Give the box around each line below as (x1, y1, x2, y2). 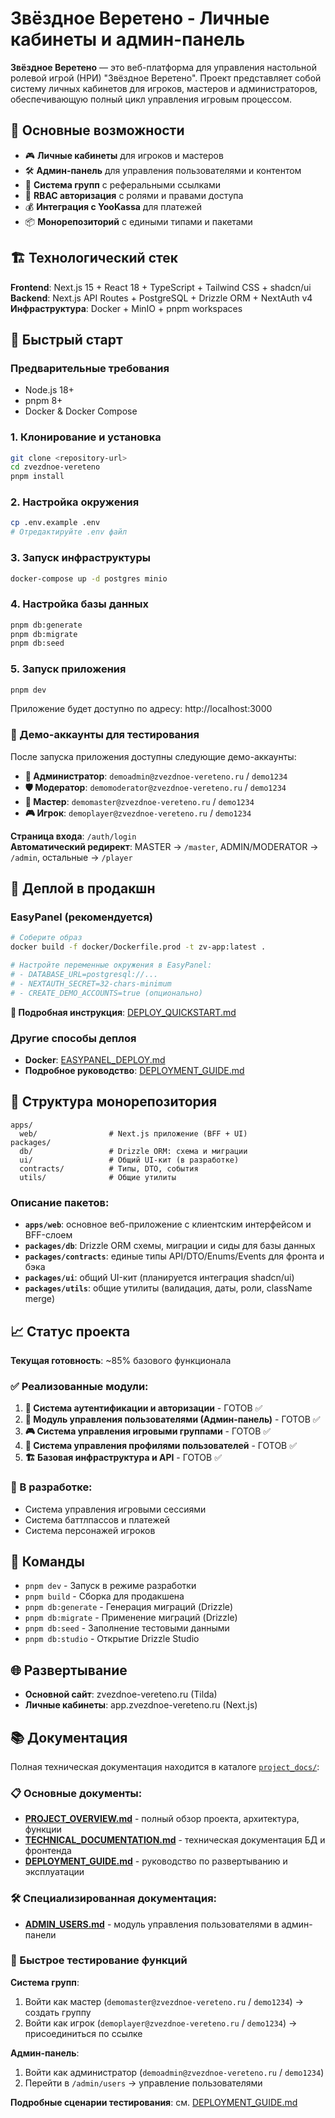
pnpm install (10, 472, 65, 482)
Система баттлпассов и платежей (24, 1513, 170, 1526)
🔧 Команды (10, 1553, 86, 1570)
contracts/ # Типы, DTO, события (19, 1163, 199, 1174)
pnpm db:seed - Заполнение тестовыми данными (24, 1622, 230, 1634)
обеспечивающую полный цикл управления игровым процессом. (10, 93, 292, 105)
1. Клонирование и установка (10, 430, 162, 444)
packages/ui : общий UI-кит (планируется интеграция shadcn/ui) (24, 1272, 295, 1284)
